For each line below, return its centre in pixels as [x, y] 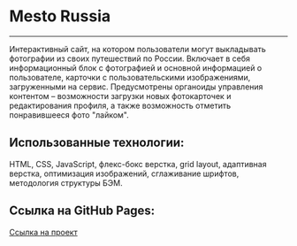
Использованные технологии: [97, 143]
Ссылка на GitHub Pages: [82, 211]
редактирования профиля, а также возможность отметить [120, 105]
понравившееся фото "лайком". [69, 115]
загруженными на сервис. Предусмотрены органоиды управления [136, 87]
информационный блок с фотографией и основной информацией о [136, 67]
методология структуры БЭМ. [66, 182]
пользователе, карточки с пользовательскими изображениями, [130, 77]
